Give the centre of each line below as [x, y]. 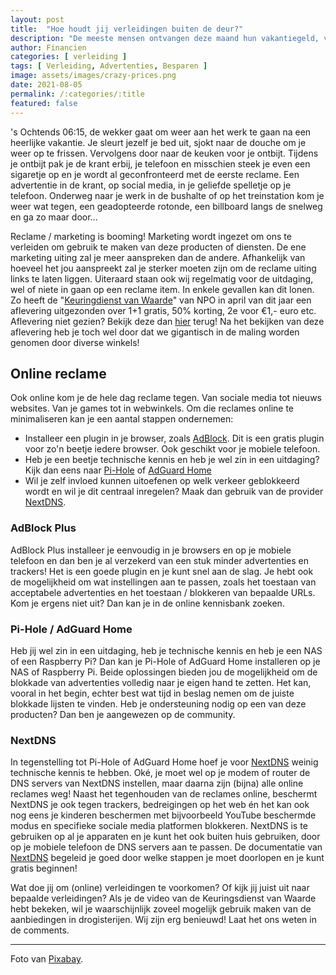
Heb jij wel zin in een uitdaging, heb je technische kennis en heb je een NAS [166, 650]
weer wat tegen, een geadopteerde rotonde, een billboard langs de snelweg [166, 206]
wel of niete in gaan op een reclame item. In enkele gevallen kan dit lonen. [162, 289]
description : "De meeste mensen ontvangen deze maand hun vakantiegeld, [165, 38]
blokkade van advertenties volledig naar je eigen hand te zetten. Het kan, [161, 682]
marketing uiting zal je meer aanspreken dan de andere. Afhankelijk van [158, 257]
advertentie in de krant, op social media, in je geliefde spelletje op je [151, 185]
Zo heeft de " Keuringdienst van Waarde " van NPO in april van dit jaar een [161, 300]
